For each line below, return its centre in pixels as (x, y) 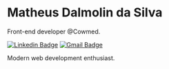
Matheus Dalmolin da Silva (85, 13)
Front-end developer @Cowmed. (54, 31)
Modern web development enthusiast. (61, 58)
